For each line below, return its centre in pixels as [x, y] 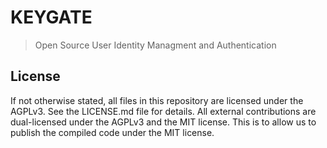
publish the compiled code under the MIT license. [112, 132]
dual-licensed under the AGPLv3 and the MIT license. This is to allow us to [163, 122]
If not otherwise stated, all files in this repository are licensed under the [157, 100]
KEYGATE [51, 17]
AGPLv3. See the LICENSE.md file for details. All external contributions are [163, 111]
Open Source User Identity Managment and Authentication [155, 45]
